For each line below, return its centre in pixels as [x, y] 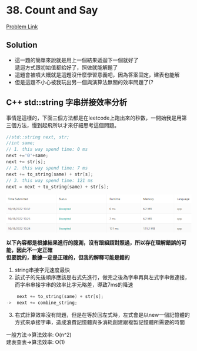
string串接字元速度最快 [42, 270]
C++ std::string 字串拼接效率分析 [67, 103]
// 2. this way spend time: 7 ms [47, 168]
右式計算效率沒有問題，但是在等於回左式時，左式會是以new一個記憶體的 [102, 314]
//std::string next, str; [38, 137]
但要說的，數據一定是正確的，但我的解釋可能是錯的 [68, 257]
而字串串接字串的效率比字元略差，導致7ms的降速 [74, 284]
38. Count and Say [52, 10]
